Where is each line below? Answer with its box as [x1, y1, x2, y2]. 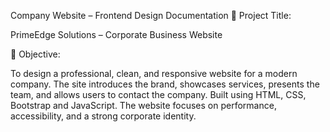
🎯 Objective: [10, 48, 61, 60]
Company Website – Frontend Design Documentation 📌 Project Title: [10, 10, 292, 21]
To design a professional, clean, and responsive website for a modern [10, 68, 298, 79]
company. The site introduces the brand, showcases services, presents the [10, 78, 320, 90]
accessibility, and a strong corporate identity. [10, 110, 197, 122]
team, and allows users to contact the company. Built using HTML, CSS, [10, 89, 307, 100]
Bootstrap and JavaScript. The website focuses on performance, [10, 100, 277, 111]
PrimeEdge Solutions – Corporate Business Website [10, 29, 223, 40]
